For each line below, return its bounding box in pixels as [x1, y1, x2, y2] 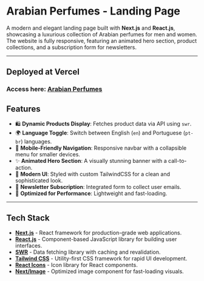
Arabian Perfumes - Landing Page [6, 4, 181, 18]
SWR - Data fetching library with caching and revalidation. [15, 248, 161, 256]
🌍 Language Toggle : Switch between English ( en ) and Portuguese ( [15, 129, 186, 137]
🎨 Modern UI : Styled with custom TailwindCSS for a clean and [15, 171, 170, 178]
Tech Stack [6, 213, 50, 223]
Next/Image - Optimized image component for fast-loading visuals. [15, 268, 184, 275]
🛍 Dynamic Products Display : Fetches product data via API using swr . [15, 120, 192, 128]
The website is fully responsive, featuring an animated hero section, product [6, 37, 197, 44]
